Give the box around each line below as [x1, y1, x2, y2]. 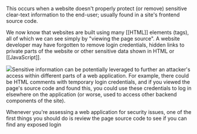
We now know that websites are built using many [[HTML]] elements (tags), [6, 29, 189, 36]
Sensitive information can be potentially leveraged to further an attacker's [12, 66, 191, 73]
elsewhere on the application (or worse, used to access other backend [6, 91, 178, 98]
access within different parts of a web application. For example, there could [6, 72, 189, 79]
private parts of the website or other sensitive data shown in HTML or [6, 48, 175, 55]
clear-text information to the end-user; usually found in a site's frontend [6, 11, 181, 18]
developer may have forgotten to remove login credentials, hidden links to [6, 41, 185, 48]
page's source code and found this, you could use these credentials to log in [6, 85, 192, 92]
